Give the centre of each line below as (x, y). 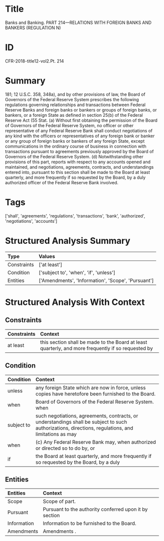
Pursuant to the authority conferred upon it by (95, 509)
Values (47, 256)
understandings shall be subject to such (82, 422)
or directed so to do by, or (65, 448)
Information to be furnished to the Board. (90, 523)
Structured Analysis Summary (68, 241)
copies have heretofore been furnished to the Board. (96, 393)
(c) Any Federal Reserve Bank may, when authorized (96, 442)
